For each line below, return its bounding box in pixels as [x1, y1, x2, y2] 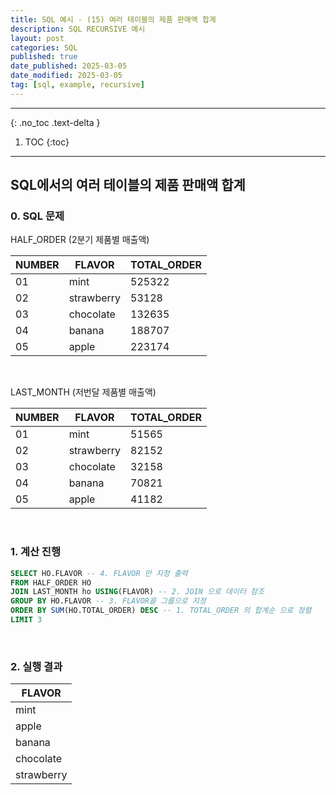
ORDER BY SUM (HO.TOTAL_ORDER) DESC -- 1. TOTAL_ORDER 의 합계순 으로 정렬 [10, 606, 312, 616]
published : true [10, 52, 78, 62]
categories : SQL [10, 42, 78, 53]
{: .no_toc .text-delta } [10, 116, 101, 128]
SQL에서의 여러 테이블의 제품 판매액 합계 [10, 177, 246, 194]
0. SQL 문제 [10, 209, 65, 223]
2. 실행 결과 [10, 659, 63, 673]
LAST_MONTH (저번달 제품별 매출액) [10, 386, 157, 398]
